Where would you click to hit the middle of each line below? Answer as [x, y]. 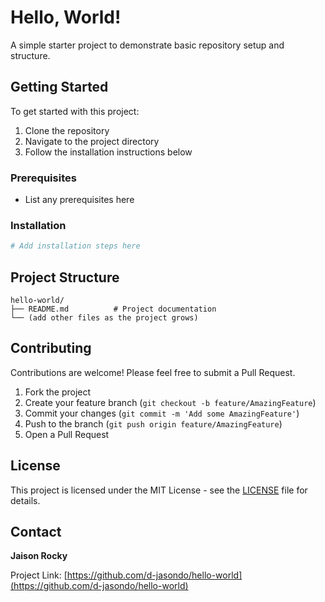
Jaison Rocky [39, 556]
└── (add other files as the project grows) [104, 318]
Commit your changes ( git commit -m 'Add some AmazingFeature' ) [162, 413]
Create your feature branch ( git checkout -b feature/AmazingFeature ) [170, 402]
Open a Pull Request [67, 434]
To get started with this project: [75, 111]
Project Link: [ [39, 575]
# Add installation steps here [75, 246]
